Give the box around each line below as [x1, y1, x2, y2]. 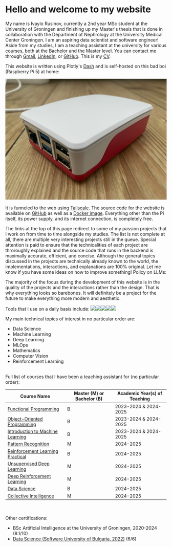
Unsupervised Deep [7, 461, 50, 467]
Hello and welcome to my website [5, 4, 151, 15]
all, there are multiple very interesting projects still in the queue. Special [5, 236, 156, 243]
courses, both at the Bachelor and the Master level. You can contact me [5, 48, 157, 54]
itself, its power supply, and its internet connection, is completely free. [5, 215, 154, 222]
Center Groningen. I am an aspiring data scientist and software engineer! [5, 37, 159, 43]
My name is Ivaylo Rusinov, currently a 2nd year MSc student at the [5, 20, 148, 27]
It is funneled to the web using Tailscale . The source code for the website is [5, 205, 165, 211]
